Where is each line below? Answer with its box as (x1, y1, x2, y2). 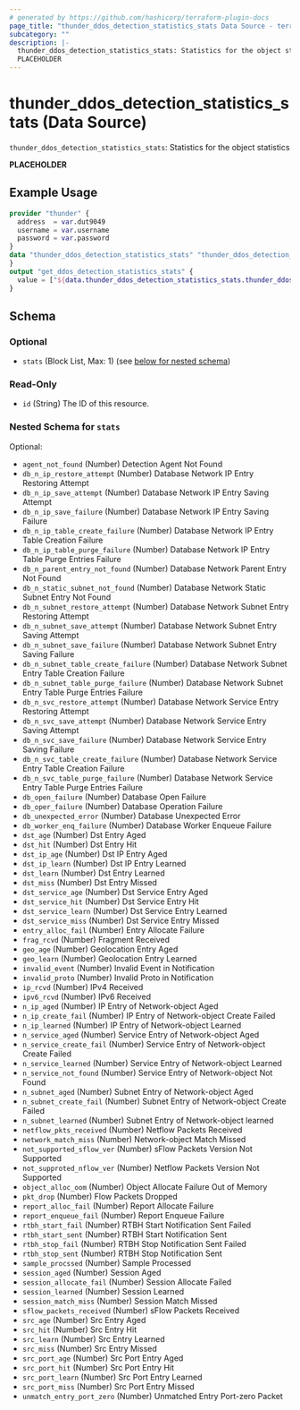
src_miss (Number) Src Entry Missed (21, 1343, 158, 1354)
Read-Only (9, 378, 58, 390)
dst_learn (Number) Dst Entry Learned (21, 867, 165, 878)
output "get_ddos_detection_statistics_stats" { (9, 267, 194, 276)
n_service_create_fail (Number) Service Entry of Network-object (21, 1038, 266, 1049)
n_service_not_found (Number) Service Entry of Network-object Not (21, 1067, 273, 1078)
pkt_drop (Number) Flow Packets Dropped (21, 1191, 178, 1201)
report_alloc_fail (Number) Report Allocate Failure (21, 1201, 214, 1211)
